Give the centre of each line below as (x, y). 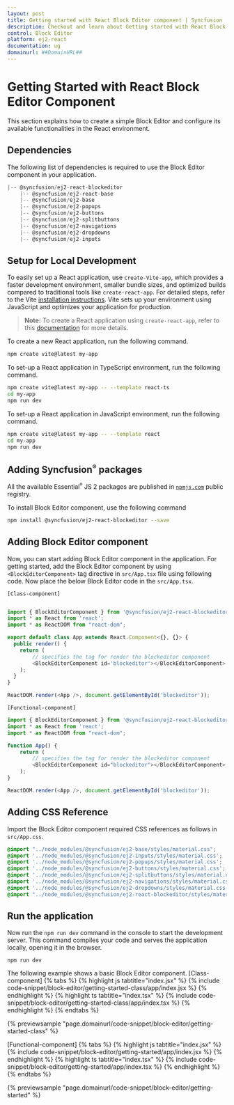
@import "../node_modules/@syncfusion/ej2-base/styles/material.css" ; (112, 849)
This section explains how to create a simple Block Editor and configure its (114, 121)
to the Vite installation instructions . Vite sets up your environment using (109, 299)
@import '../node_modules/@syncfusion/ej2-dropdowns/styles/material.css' (118, 888)
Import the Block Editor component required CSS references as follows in (112, 829)
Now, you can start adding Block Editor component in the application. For (112, 558)
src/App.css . (25, 836)
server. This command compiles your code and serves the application (107, 940)
